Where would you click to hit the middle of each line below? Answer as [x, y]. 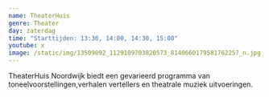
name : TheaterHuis [39, 16]
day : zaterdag [32, 30]
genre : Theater [34, 23]
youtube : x [27, 46]
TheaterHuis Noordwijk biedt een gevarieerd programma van [110, 76]
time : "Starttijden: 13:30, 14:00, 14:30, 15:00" [93, 38]
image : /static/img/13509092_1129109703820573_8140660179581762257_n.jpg [135, 53]
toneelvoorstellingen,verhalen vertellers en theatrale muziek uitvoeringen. [131, 84]
